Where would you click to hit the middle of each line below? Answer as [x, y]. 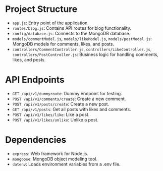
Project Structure [41, 9]
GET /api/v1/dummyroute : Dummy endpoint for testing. [67, 93]
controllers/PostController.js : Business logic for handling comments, [85, 54]
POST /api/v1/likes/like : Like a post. [51, 114]
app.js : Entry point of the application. [51, 23]
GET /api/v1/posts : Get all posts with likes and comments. [72, 109]
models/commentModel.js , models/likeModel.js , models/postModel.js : [82, 39]
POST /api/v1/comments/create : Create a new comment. [69, 99]
